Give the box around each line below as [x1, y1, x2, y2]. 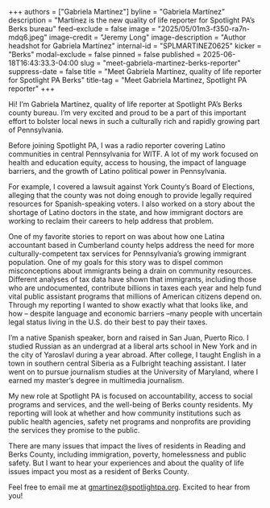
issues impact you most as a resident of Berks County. [8, 467, 189, 476]
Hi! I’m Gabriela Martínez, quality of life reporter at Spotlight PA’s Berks [8, 100, 243, 109]
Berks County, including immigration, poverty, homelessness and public [8, 450, 247, 459]
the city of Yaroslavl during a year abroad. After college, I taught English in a [8, 350, 261, 359]
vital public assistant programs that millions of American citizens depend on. [8, 291, 262, 301]
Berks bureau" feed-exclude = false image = [8, 24, 156, 33]
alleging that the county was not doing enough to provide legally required [8, 191, 252, 200]
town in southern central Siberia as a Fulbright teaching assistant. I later [8, 358, 247, 368]
